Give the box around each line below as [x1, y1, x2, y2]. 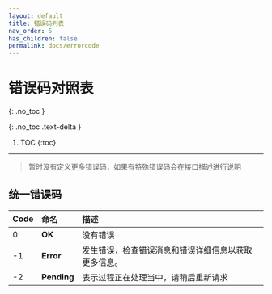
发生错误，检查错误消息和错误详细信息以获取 [82, 244, 253, 255]
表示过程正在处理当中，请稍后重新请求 [82, 271, 228, 283]
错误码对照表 [8, 79, 95, 98]
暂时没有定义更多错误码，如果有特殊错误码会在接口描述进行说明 [28, 162, 241, 172]
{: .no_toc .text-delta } [8, 122, 82, 132]
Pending [41, 271, 74, 283]
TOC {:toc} [19, 138, 57, 148]
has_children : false [8, 34, 79, 43]
